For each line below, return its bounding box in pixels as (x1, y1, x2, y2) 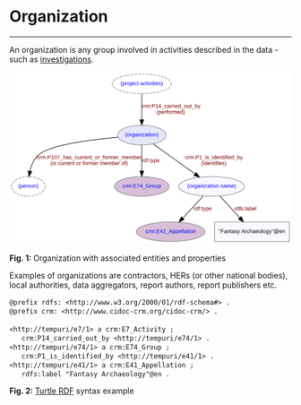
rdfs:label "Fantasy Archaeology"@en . (21, 369, 170, 378)
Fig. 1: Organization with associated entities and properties (9, 253, 227, 263)
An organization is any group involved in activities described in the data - (9, 44, 279, 55)
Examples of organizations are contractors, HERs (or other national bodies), (9, 270, 288, 280)
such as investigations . (9, 54, 94, 65)
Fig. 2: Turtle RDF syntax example (9, 385, 134, 396)
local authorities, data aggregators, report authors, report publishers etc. (9, 280, 278, 290)
